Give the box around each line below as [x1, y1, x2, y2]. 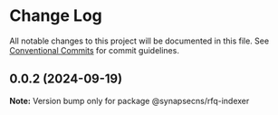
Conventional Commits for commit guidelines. [9, 44, 179, 55]
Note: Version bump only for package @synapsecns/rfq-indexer [9, 95, 250, 106]
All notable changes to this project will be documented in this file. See [9, 35, 270, 46]
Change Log [9, 5, 102, 26]
